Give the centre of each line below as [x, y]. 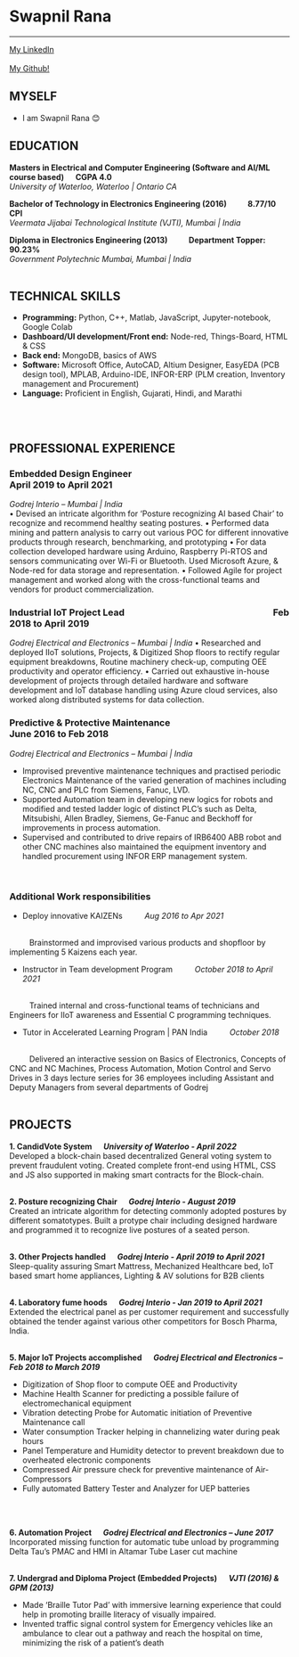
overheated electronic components [86, 1460]
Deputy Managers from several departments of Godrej [109, 1087]
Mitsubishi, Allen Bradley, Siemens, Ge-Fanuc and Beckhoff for [137, 818]
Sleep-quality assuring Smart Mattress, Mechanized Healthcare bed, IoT [141, 1266]
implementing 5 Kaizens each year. [73, 952]
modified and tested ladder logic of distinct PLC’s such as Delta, [139, 808]
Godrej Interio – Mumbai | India [66, 504]
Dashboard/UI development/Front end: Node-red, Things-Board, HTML [155, 337]
